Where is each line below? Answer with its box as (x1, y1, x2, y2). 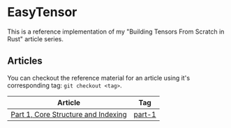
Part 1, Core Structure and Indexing (10, 109, 127, 119)
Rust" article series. (7, 34, 64, 43)
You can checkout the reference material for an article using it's (7, 73, 191, 82)
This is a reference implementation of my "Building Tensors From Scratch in (7, 27, 225, 36)
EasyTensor (7, 4, 77, 20)
